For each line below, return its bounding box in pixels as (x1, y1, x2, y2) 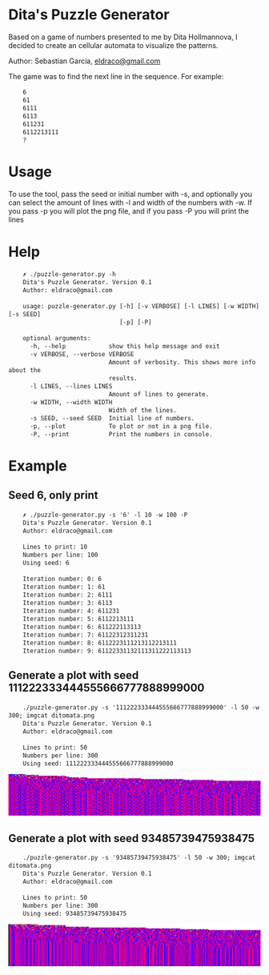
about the (8, 366, 42, 374)
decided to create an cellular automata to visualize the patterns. (8, 40, 219, 50)
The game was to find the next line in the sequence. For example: (8, 71, 224, 81)
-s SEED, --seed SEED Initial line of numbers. (29, 414, 195, 422)
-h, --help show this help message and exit (29, 342, 220, 350)
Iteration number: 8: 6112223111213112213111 (22, 639, 178, 647)
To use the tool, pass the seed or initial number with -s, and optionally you (8, 189, 253, 199)
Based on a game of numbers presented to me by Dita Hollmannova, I (8, 32, 238, 42)
